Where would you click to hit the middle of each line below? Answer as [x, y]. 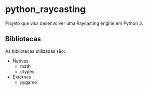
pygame [28, 82]
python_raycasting [45, 9]
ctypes [27, 71]
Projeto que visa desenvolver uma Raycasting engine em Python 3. [74, 23]
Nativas [20, 61]
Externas [22, 77]
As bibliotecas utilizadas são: [35, 51]
